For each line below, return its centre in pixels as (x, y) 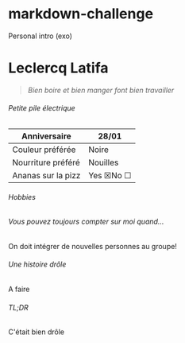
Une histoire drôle (37, 264)
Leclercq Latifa (58, 68)
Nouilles (104, 162)
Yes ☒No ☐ (110, 176)
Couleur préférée (44, 150)
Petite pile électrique (42, 108)
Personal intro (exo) (40, 36)
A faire (19, 289)
